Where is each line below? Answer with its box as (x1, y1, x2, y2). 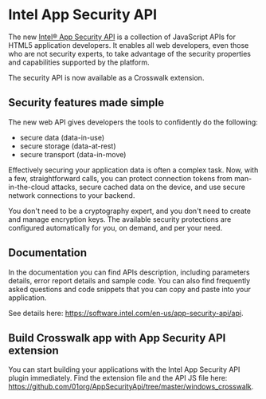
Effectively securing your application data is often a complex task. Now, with (8, 165, 259, 175)
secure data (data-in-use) (19, 132, 105, 142)
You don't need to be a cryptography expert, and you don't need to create (8, 206, 252, 215)
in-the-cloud (8, 182, 50, 192)
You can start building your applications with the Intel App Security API (8, 365, 241, 374)
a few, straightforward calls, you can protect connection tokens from (8, 173, 233, 183)
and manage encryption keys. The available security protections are (8, 214, 232, 224)
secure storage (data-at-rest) (19, 141, 117, 151)
